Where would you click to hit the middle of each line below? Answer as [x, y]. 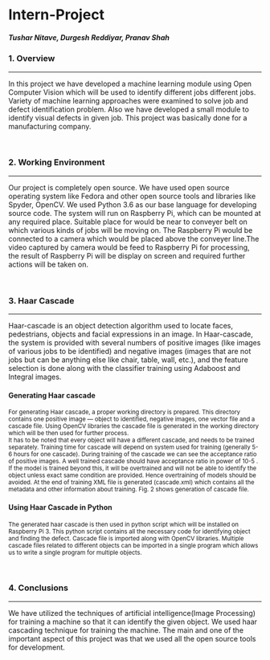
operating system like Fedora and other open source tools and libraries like [132, 196]
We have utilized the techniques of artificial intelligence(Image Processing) [132, 613]
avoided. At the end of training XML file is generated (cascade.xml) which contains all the [131, 483]
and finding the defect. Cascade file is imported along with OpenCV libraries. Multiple [126, 538]
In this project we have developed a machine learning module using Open [130, 84]
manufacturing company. [50, 126]
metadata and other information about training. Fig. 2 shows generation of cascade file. [129, 490]
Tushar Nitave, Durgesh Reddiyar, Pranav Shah [89, 37]
